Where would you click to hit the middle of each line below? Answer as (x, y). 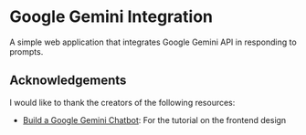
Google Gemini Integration (111, 17)
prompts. (26, 51)
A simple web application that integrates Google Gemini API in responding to (153, 42)
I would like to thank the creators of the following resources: (122, 102)
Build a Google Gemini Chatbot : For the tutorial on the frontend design (154, 119)
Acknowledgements (68, 81)
